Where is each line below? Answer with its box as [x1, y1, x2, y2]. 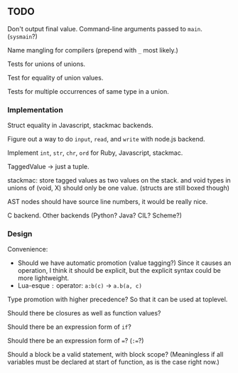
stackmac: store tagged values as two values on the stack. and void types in [7, 176, 231, 185]
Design [7, 229, 33, 239]
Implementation [7, 104, 64, 114]
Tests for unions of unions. [7, 60, 86, 68]
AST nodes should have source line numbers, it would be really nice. [7, 198, 208, 206]
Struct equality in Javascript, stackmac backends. [7, 121, 154, 130]
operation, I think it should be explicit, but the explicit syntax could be [17, 266, 222, 275]
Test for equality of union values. [7, 73, 104, 82]
